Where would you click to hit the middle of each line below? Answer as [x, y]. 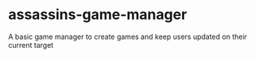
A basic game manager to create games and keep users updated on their [128, 37]
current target [31, 44]
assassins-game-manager [98, 15]
